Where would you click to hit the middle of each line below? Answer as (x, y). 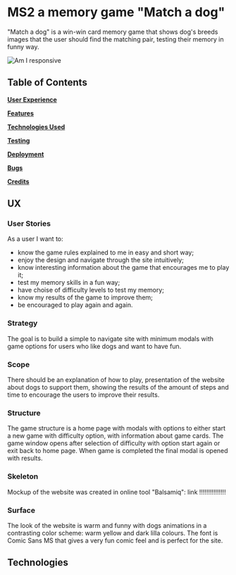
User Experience (32, 99)
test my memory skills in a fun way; (69, 283)
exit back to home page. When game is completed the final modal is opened (118, 451)
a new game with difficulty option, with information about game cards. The (116, 436)
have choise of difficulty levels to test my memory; (91, 290)
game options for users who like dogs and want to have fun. (94, 346)
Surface (21, 510)
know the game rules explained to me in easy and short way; (106, 253)
